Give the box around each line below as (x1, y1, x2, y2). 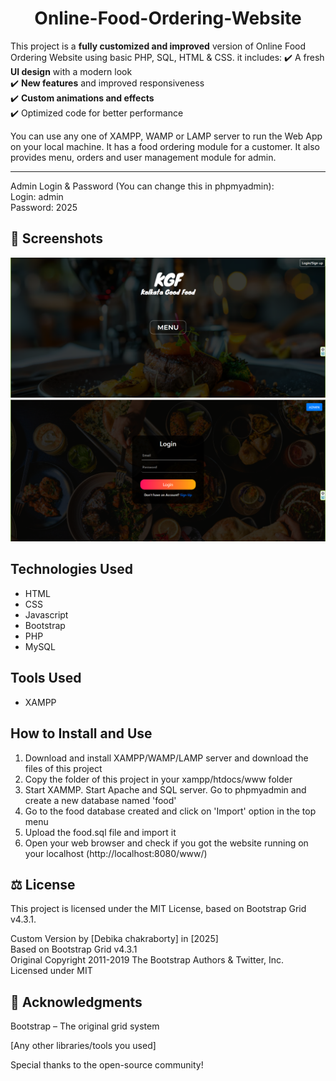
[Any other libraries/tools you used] (10, 1040, 157, 1052)
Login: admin (10, 190, 64, 202)
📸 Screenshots (10, 230, 104, 247)
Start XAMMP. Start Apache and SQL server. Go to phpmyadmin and (24, 783, 307, 796)
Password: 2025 (10, 201, 78, 213)
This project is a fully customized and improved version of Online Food (10, 40, 307, 52)
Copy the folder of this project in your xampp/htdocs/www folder (24, 773, 293, 785)
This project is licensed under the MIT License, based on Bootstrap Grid (10, 903, 307, 915)
